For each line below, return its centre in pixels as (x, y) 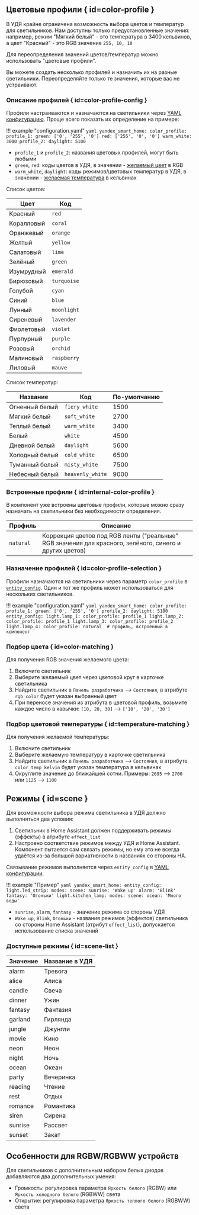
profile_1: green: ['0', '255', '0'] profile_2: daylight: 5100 (87, 611)
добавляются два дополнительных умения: (61, 1177)
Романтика (60, 1106)
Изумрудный (28, 272)
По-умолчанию (136, 397)
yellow (61, 243)
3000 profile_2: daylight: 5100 (46, 142)
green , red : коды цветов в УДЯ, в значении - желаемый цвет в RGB (99, 165)
